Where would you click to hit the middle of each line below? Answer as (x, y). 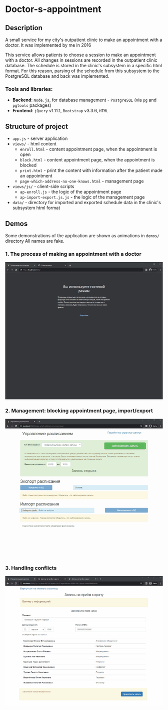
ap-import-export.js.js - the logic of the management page (82, 197)
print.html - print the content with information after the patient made (91, 170)
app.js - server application (40, 138)
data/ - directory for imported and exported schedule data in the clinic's (86, 203)
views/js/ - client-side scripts (43, 187)
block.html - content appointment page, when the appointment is (87, 160)
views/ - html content (34, 144)
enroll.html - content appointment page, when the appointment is (88, 149)
